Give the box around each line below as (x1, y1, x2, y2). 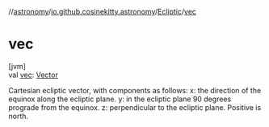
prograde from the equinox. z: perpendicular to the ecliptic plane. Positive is (8, 102, 262, 112)
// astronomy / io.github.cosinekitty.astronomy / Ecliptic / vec (8, 7, 196, 16)
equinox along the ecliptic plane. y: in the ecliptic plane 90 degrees (8, 94, 232, 104)
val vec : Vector (8, 70, 58, 80)
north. (8, 111, 29, 121)
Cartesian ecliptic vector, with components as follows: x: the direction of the (8, 85, 262, 95)
